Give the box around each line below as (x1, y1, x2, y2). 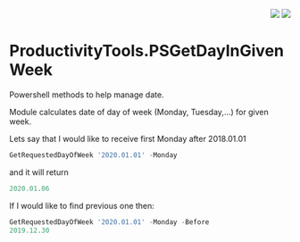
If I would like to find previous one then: (9, 200, 154, 211)
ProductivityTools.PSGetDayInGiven (9, 41, 284, 62)
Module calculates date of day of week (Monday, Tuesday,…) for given (9, 106, 270, 117)
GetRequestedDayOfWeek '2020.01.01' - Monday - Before (9, 217, 210, 227)
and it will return (9, 166, 69, 178)
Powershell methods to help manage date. (9, 89, 164, 100)
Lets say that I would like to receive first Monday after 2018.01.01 (9, 133, 247, 144)
